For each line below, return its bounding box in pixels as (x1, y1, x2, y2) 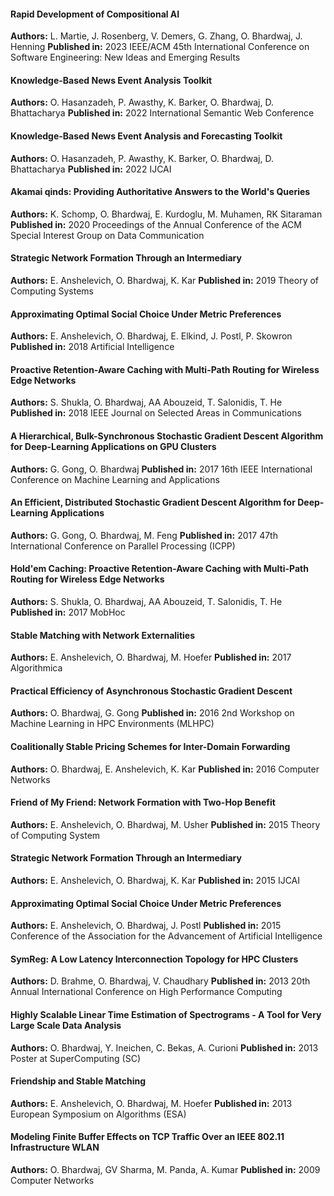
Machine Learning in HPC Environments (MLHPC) (10, 718, 215, 730)
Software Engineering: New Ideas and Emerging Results (10, 51, 241, 64)
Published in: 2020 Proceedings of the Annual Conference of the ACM (10, 218, 302, 230)
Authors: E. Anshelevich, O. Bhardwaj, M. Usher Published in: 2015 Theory (10, 818, 321, 830)
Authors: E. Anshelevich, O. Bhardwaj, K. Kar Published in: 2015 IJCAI (10, 875, 301, 887)
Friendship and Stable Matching (10, 1075, 147, 1087)
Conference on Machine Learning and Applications (10, 473, 220, 485)
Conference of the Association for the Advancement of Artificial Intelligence (10, 930, 323, 942)
